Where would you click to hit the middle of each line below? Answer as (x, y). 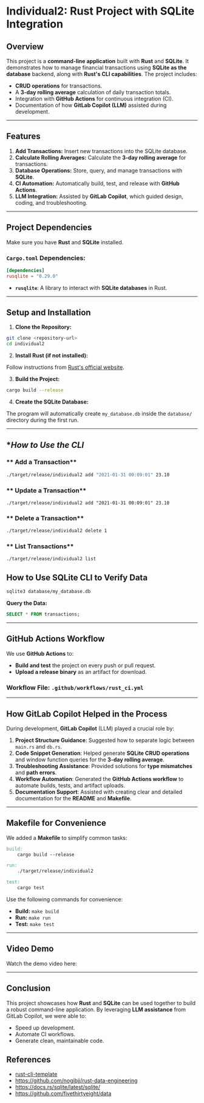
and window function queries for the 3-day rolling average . (90, 759)
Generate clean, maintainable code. (59, 1040)
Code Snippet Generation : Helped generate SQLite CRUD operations (102, 753)
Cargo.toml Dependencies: (46, 258)
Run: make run (33, 917)
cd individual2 (25, 344)
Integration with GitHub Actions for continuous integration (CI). (94, 99)
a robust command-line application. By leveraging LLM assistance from (96, 1009)
